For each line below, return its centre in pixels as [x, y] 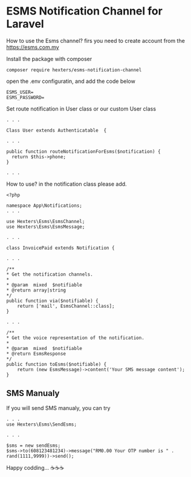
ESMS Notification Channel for [85, 11]
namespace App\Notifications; [44, 206]
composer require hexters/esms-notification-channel [74, 70]
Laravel [25, 24]
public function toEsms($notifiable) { [57, 364]
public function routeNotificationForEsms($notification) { [84, 151]
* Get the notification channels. [50, 274]
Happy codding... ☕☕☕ [35, 467]
